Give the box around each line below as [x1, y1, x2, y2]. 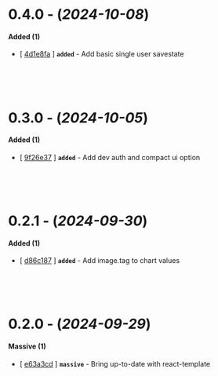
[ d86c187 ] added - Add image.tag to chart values [19, 256, 180, 265]
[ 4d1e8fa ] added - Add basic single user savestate [19, 49, 184, 59]
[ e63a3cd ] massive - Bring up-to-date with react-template [19, 359, 211, 368]
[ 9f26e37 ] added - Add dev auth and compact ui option [19, 152, 201, 162]
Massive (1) [8, 341, 47, 351]
